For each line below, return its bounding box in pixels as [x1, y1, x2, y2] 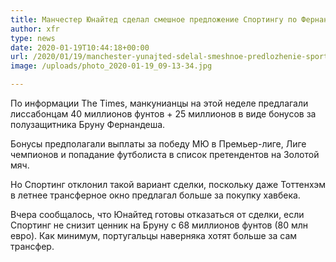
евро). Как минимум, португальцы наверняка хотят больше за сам [10, 230, 298, 241]
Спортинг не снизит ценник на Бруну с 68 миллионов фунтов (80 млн [10, 219, 309, 231]
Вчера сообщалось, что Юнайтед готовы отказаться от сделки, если [10, 209, 305, 220]
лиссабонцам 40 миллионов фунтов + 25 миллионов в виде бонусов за [10, 108, 317, 120]
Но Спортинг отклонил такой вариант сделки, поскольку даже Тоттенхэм [10, 179, 327, 190]
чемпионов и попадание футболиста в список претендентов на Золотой [10, 149, 320, 160]
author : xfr [10, 24, 60, 34]
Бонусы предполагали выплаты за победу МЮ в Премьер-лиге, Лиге [10, 138, 307, 150]
